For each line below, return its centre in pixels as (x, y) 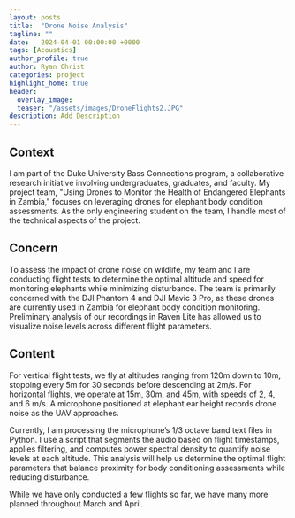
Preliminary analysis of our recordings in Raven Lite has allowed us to (136, 316)
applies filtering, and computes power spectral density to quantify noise (140, 449)
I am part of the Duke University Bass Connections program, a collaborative (147, 173)
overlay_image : (45, 100)
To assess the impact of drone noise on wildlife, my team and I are (130, 269)
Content (32, 354)
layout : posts (35, 17)
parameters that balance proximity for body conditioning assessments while (147, 468)
